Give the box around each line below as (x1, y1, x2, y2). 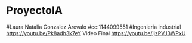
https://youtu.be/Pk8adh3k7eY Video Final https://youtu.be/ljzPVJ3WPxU (6, 29, 186, 36)
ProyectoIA (6, 4, 63, 17)
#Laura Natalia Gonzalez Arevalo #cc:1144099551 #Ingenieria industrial (6, 23, 181, 30)
